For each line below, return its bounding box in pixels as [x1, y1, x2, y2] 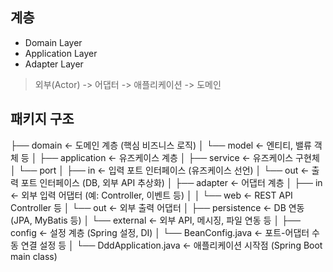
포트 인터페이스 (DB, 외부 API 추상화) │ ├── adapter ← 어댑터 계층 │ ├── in [20, 176, 323, 188]
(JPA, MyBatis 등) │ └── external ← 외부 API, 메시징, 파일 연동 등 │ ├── [10, 214, 301, 226]
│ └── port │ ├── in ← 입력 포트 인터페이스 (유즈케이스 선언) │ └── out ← [10, 164, 310, 176]
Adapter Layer [24, 58, 84, 70]
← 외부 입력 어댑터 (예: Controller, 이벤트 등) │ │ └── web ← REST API [10, 189, 293, 201]
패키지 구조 [10, 111, 75, 128]
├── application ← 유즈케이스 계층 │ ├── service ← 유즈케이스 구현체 [39, 151, 320, 163]
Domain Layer [24, 36, 83, 48]
